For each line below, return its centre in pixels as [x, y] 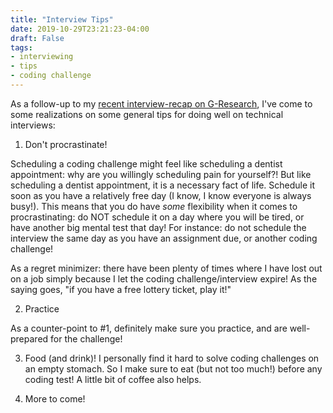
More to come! [55, 398]
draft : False [37, 38]
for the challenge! [86, 338]
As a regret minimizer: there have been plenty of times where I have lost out [166, 268]
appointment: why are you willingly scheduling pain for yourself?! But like [161, 174]
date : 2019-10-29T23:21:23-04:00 [80, 29]
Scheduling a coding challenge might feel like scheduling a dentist [146, 163]
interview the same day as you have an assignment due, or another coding [164, 238]
